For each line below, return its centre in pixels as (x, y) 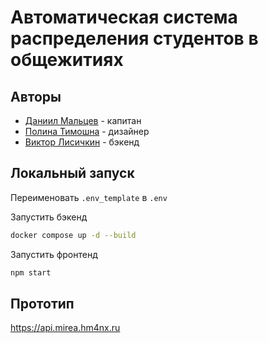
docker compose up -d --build (73, 235)
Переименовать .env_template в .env (89, 197)
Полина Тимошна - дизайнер (87, 131)
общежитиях (67, 60)
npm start (31, 272)
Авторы (36, 96)
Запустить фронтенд (54, 254)
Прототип (42, 303)
